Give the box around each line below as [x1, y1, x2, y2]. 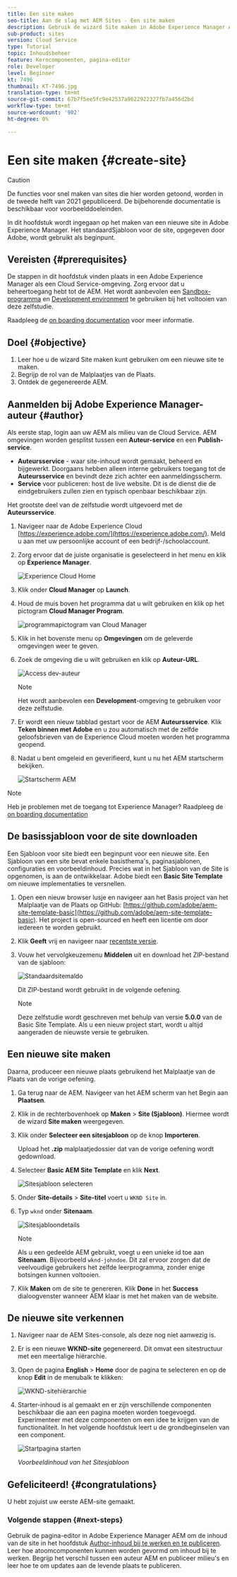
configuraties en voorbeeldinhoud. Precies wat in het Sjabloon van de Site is [7, 864, 229, 873]
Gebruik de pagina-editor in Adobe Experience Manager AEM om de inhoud [7, 1531, 228, 1540]
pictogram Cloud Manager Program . [17, 607, 125, 615]
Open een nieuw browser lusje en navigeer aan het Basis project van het [17, 892, 229, 902]
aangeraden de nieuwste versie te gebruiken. [17, 1028, 150, 1036]
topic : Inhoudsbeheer [7, 50, 71, 57]
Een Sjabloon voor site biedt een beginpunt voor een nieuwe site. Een [7, 849, 209, 858]
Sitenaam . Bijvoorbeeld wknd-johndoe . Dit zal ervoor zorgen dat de [17, 1255, 211, 1264]
